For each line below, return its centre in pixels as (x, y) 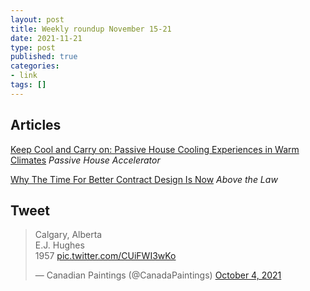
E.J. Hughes (59, 245)
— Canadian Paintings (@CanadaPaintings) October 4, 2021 (158, 275)
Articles (36, 125)
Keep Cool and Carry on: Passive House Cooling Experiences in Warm (155, 149)
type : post (33, 47)
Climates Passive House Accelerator (85, 160)
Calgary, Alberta (68, 235)
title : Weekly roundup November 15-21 (91, 29)
